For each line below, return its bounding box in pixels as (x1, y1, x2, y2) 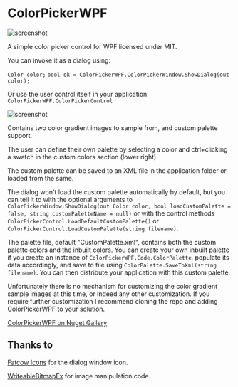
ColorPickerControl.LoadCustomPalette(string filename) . (7, 224, 179, 233)
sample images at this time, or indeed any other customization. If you (7, 290, 210, 298)
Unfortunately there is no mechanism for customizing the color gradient (7, 282, 217, 290)
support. (7, 131, 33, 139)
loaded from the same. (7, 174, 74, 182)
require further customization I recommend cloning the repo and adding (7, 297, 219, 305)
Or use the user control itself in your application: (7, 90, 150, 98)
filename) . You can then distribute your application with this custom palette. (7, 268, 231, 277)
